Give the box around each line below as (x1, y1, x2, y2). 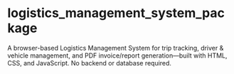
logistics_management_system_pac (7, 5, 225, 21)
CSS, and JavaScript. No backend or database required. (7, 58, 172, 67)
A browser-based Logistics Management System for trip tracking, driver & (7, 43, 224, 52)
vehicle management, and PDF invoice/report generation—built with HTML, (7, 51, 228, 60)
